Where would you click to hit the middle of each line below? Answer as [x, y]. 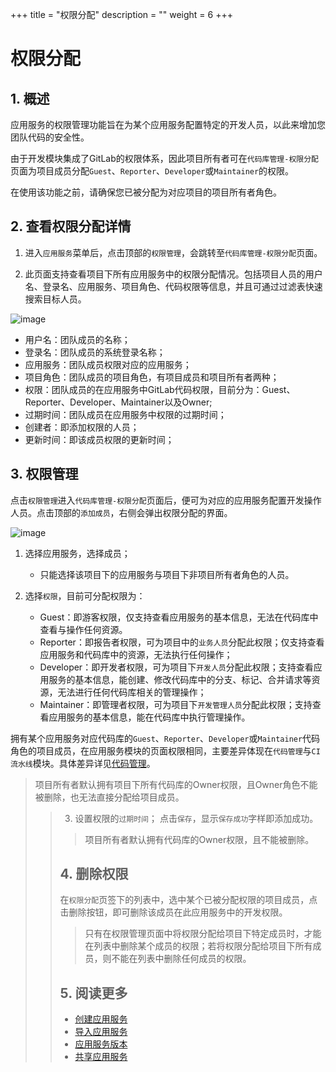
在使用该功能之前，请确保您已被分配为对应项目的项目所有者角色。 [146, 192]
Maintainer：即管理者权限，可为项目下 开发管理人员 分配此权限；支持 [176, 704]
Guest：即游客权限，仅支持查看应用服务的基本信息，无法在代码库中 [179, 617]
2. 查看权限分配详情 [71, 226]
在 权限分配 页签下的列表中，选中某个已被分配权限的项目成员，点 [188, 900]
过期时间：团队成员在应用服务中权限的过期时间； [125, 414]
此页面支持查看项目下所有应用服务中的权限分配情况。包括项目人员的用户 [173, 274]
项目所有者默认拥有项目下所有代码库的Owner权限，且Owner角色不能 [176, 784]
